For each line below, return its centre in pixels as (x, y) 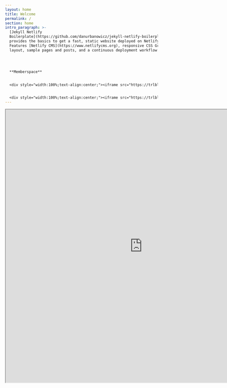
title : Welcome (20, 14)
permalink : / (18, 18)
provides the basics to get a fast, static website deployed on (76, 41)
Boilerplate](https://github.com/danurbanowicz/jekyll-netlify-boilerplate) (89, 37)
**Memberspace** (26, 72)
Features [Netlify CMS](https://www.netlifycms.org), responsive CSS (81, 46)
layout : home (18, 9)
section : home (19, 23)
